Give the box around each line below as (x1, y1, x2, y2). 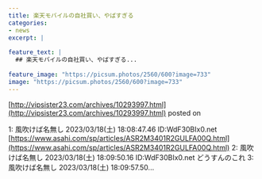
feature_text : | (8, 48, 62, 56)
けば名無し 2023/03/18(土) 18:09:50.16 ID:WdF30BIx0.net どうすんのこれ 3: (8, 152, 254, 162)
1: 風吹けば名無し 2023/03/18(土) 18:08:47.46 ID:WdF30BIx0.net (8, 124, 218, 134)
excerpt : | (8, 33, 44, 42)
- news (8, 26, 30, 34)
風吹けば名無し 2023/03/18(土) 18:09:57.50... (8, 162, 155, 172)
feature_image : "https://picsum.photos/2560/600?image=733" (8, 70, 212, 78)
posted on (168, 108, 201, 117)
